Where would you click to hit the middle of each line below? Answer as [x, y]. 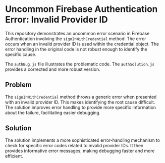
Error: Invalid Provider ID [56, 20]
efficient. [14, 156]
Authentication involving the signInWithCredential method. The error [76, 39]
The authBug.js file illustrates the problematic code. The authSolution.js [80, 64]
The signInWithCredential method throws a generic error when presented [81, 97]
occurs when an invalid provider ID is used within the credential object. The [82, 44]
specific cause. [21, 54]
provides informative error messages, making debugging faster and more [80, 151]
